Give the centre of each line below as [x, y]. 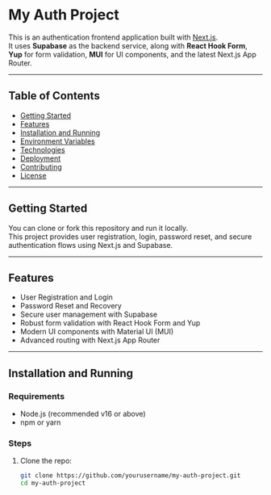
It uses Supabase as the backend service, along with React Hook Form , [128, 45]
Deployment [40, 158]
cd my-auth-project [53, 483]
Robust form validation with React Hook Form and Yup [110, 323]
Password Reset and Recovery [71, 306]
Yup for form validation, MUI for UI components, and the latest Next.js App [132, 54]
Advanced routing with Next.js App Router [90, 340]
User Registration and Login [66, 297]
